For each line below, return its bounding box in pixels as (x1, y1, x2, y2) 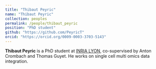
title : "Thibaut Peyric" (5, 7, 56, 12)
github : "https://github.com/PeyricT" (5, 30, 84, 35)
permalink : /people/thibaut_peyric (5, 21, 78, 26)
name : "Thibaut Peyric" (5, 12, 54, 17)
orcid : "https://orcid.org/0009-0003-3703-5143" (5, 35, 106, 40)
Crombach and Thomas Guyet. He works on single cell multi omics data (5, 53, 150, 59)
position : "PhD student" (5, 25, 56, 30)
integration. (5, 58, 28, 64)
